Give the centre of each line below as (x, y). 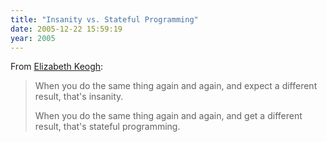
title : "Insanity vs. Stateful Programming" (104, 19)
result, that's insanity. (79, 97)
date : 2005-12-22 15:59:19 (66, 29)
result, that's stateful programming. (107, 127)
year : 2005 (33, 38)
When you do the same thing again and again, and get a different (168, 116)
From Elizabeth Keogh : (57, 67)
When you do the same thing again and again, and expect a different (176, 86)
